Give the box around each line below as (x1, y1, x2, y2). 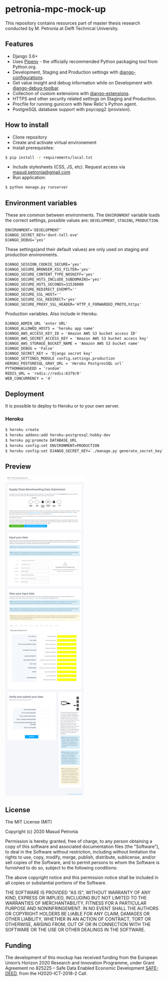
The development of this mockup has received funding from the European (5, 954, 158, 960)
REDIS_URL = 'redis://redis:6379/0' (5, 371, 81, 376)
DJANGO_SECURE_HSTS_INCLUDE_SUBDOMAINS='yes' (5, 277, 101, 282)
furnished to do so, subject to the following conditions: (5, 865, 117, 871)
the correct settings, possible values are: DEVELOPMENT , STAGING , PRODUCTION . (5, 217, 159, 223)
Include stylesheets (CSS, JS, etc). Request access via (12, 164, 125, 170)
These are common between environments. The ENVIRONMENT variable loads (5, 212, 160, 218)
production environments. (5, 251, 58, 258)
